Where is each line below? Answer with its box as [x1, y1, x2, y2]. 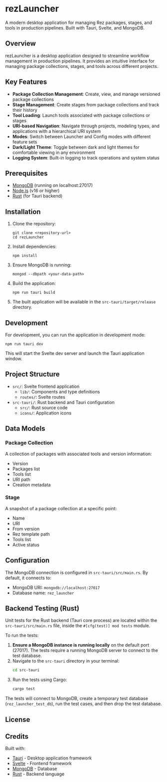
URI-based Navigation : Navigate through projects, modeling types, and [12, 123, 160, 129]
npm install [12, 253, 37, 258]
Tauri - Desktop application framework [12, 755, 92, 761]
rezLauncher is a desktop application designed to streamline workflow [5, 52, 150, 58]
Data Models [5, 424, 45, 433]
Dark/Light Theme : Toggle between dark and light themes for [12, 144, 140, 150]
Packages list [12, 466, 40, 472]
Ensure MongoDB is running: [12, 262, 71, 268]
